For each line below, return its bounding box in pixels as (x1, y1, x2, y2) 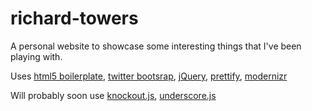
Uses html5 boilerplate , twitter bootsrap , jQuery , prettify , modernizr (10, 70, 288, 82)
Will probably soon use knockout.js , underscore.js (10, 89, 217, 101)
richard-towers (10, 7, 139, 30)
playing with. (10, 50, 63, 62)
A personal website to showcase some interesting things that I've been (10, 40, 302, 52)
